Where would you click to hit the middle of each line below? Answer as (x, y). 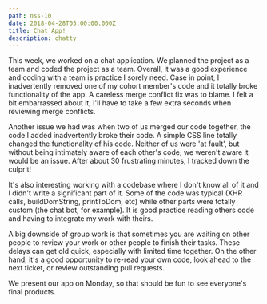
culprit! (20, 169)
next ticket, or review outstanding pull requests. (87, 268)
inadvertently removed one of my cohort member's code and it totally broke (133, 86)
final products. (32, 292)
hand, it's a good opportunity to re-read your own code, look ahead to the (130, 259)
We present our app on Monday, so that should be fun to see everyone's (128, 283)
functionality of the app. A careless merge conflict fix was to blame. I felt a (131, 95)
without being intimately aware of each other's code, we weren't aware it (129, 152)
